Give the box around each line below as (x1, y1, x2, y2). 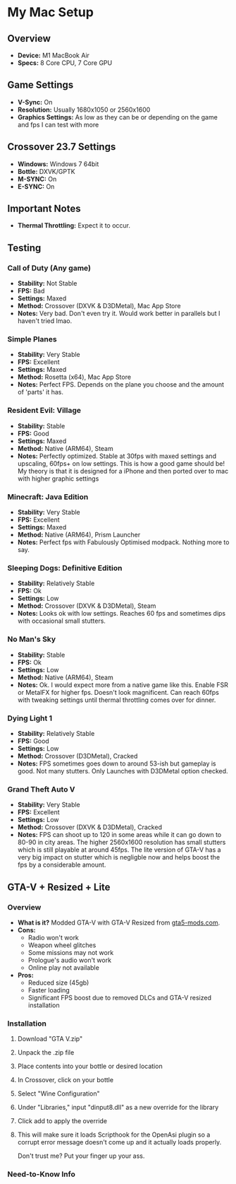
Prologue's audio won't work (27, 956, 111, 964)
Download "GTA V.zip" (17, 1035, 83, 1043)
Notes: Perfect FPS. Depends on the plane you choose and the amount (17, 380, 224, 389)
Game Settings (7, 79, 74, 91)
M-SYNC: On (17, 175, 57, 183)
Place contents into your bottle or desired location (17, 1062, 163, 1071)
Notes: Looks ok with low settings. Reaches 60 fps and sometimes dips (17, 609, 226, 618)
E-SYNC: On (17, 182, 55, 191)
